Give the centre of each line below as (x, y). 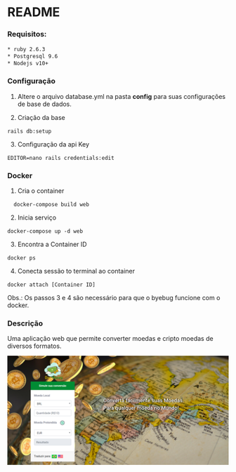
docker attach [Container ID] (52, 285)
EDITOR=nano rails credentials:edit (61, 158)
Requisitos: (27, 34)
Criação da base (41, 117)
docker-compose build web (52, 205)
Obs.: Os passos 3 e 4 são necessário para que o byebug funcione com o (114, 298)
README (34, 12)
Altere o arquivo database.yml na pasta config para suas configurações (122, 96)
